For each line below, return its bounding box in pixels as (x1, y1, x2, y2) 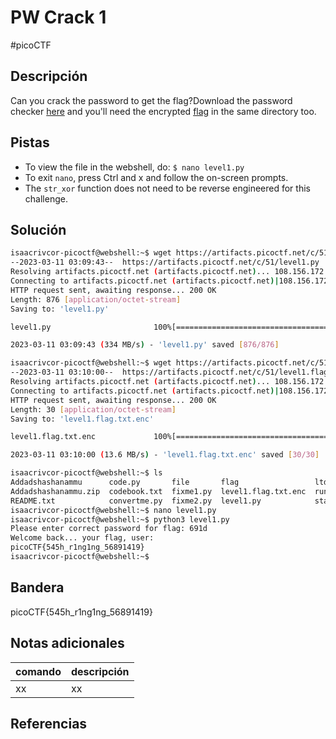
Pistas (10, 134, 50, 151)
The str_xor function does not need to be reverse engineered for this (24, 182, 311, 194)
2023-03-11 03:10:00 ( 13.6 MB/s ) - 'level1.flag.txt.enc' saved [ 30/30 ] (10, 450, 320, 460)
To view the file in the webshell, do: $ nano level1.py (24, 161, 245, 173)
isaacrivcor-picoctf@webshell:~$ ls (10, 468, 163, 478)
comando (15, 664, 62, 678)
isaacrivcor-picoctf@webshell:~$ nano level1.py (10, 505, 217, 515)
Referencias (10, 715, 88, 732)
